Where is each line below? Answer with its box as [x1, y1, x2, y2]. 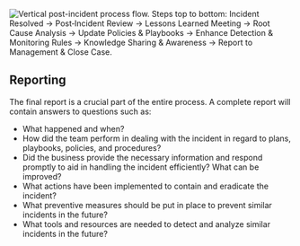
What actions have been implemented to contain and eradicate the [22, 180, 269, 191]
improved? [22, 171, 62, 181]
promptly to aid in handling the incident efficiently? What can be [22, 162, 260, 172]
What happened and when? [22, 123, 125, 134]
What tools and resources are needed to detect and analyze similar [22, 218, 271, 229]
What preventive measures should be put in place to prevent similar [22, 199, 272, 210]
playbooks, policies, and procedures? [22, 142, 162, 153]
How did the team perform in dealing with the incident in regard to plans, [22, 133, 292, 144]
